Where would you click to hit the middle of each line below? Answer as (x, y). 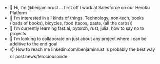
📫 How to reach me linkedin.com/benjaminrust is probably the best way (82, 49)
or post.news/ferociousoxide (39, 56)
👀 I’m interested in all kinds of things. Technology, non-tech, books (77, 18)
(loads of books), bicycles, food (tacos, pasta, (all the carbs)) (71, 23)
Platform (18, 13)
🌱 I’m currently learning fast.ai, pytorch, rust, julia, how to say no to (77, 28)
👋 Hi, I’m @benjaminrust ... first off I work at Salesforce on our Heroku (80, 8)
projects (18, 33)
